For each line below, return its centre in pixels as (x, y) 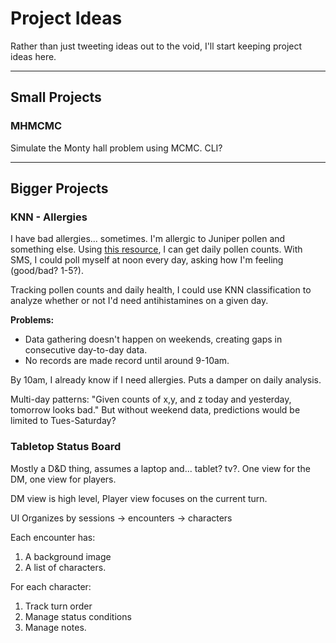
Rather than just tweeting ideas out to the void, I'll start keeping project (156, 46)
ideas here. (33, 56)
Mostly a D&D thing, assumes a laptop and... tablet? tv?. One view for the (160, 468)
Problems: (32, 320)
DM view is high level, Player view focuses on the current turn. (139, 498)
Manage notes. (55, 627)
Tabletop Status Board (66, 447)
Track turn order (58, 606)
